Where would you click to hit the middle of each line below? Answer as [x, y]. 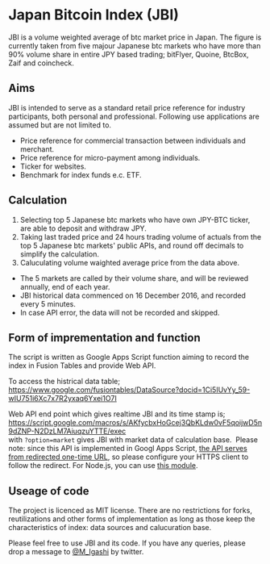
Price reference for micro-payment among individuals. [110, 157]
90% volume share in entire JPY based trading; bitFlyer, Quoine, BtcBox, [129, 54]
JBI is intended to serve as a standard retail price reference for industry [127, 107]
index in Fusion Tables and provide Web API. [82, 366]
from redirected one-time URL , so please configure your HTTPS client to [129, 457]
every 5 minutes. [48, 303]
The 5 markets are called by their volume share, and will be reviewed [134, 278]
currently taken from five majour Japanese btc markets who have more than [135, 45]
